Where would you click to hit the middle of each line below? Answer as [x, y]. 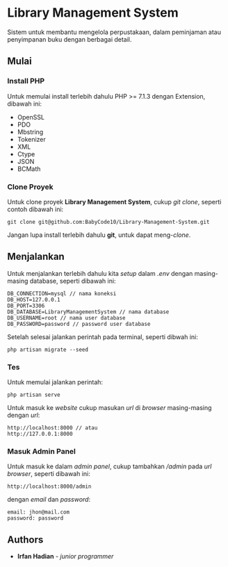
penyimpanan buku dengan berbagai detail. [70, 39]
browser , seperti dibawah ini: [49, 474]
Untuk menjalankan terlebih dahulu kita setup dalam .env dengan [100, 273]
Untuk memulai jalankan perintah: [55, 382]
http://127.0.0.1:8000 [40, 434]
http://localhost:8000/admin [49, 487]
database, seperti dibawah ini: [73, 281]
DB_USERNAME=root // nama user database [67, 318]
